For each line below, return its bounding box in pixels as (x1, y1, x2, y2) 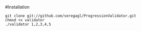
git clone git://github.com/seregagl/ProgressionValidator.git (5, 14, 137, 18)
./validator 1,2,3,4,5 (5, 22, 51, 27)
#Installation (5, 4, 30, 10)
